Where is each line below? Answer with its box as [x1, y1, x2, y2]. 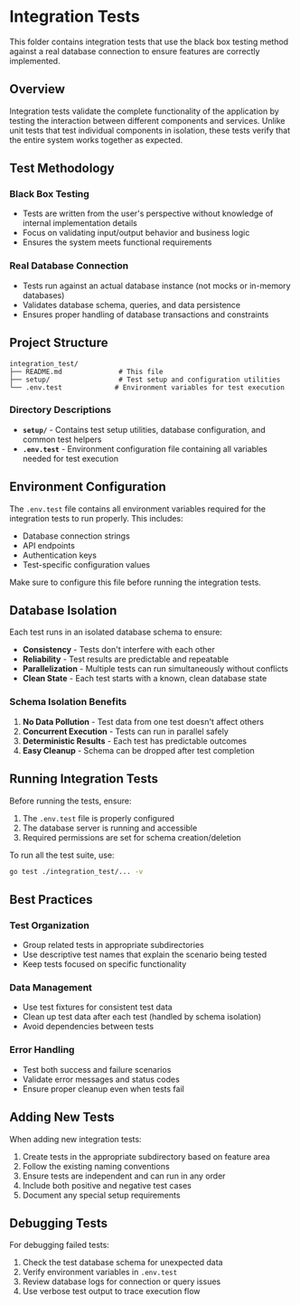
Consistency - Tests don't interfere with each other [22, 644, 215, 655]
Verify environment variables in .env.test [22, 1267, 178, 1278]
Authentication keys [22, 549, 98, 560]
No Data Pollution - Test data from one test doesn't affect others [22, 716, 265, 727]
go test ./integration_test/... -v [9, 867, 144, 876]
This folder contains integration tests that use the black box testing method [9, 36, 289, 47]
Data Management [9, 981, 93, 994]
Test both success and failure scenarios [22, 1064, 172, 1075]
